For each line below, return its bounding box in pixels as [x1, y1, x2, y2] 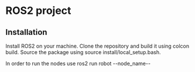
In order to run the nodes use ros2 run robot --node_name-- [5, 60, 150, 67]
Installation [5, 27, 47, 37]
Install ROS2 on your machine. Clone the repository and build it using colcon [5, 42, 190, 49]
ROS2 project [5, 4, 71, 17]
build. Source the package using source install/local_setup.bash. [5, 49, 162, 56]
